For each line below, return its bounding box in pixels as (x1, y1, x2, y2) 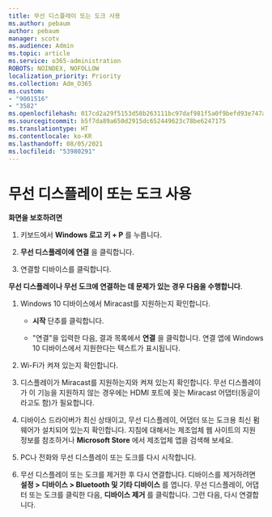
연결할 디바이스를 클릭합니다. (19, 265, 112, 274)
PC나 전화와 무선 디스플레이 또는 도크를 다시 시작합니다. (19, 452, 197, 462)
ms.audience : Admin (8, 42, 74, 50)
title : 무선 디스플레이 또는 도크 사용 (8, 11, 121, 20)
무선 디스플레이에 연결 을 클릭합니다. (19, 248, 135, 257)
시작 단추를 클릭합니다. (32, 316, 104, 326)
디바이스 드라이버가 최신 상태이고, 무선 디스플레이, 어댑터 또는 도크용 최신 (19, 415, 252, 425)
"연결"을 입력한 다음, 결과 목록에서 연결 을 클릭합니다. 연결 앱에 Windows (32, 333, 264, 343)
